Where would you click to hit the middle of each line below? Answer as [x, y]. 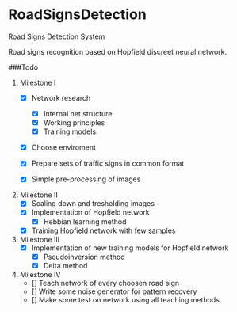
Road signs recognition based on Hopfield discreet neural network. [118, 51]
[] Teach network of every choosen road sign [105, 283]
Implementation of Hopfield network [91, 212]
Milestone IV [40, 274]
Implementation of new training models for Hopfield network [130, 248]
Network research [61, 97]
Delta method [65, 265]
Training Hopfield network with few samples [103, 230]
